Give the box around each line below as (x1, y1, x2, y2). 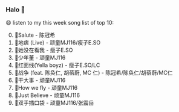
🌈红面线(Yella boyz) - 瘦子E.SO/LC (14, 61, 100, 69)
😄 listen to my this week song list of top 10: (5, 19, 114, 26)
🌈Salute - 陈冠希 (14, 31, 56, 39)
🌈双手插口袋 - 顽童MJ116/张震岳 (14, 99, 94, 107)
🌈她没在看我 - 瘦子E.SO (14, 46, 73, 54)
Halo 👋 (5, 5, 25, 14)
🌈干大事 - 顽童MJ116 (14, 76, 66, 84)
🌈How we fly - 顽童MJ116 (14, 84, 78, 92)
